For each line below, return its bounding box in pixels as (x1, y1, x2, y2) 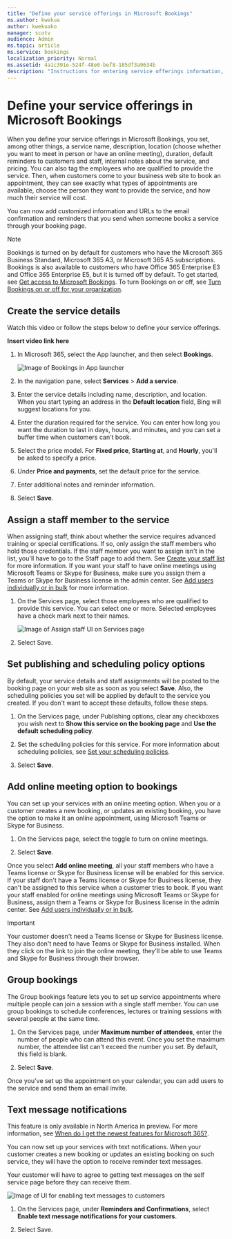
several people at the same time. (7, 1014, 100, 1022)
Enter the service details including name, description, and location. (17, 391, 207, 399)
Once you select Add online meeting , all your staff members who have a (7, 861, 214, 870)
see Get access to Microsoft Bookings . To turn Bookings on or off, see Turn (7, 277, 222, 286)
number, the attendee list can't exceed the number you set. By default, (17, 1042, 218, 1051)
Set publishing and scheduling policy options (7, 658, 206, 670)
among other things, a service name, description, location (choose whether (7, 142, 222, 150)
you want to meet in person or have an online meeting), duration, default (7, 150, 213, 158)
